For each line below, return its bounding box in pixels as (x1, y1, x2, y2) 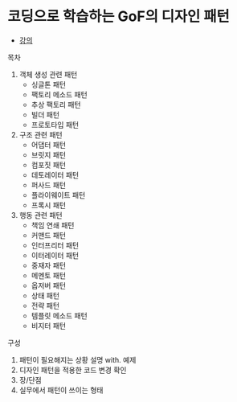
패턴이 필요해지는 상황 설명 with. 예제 (18, 355, 137, 364)
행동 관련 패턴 (18, 210, 63, 219)
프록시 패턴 (31, 200, 66, 210)
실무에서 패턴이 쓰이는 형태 (18, 385, 104, 395)
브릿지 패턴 (31, 150, 66, 159)
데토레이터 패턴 (31, 170, 80, 179)
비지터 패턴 (31, 321, 66, 330)
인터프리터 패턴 (31, 240, 80, 250)
